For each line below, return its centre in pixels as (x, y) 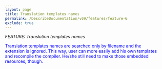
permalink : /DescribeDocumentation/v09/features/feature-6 (66, 18)
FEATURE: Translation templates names (45, 37)
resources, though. (24, 61)
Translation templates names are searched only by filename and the (73, 46)
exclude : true (20, 23)
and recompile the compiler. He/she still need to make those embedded (77, 56)
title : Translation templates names (42, 14)
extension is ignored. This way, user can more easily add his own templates (81, 51)
